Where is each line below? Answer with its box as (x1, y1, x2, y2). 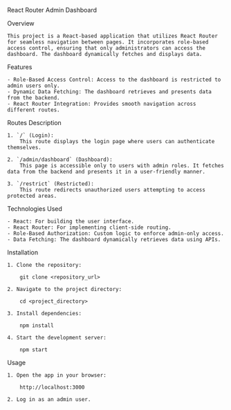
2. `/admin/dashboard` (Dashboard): (7, 156, 113, 163)
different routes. (7, 106, 60, 113)
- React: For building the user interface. (7, 218, 135, 225)
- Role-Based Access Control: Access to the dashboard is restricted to (7, 76, 221, 83)
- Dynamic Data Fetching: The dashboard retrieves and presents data (7, 88, 212, 95)
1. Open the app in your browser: (7, 372, 107, 379)
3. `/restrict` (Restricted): (7, 180, 95, 187)
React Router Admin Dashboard (7, 6, 98, 14)
